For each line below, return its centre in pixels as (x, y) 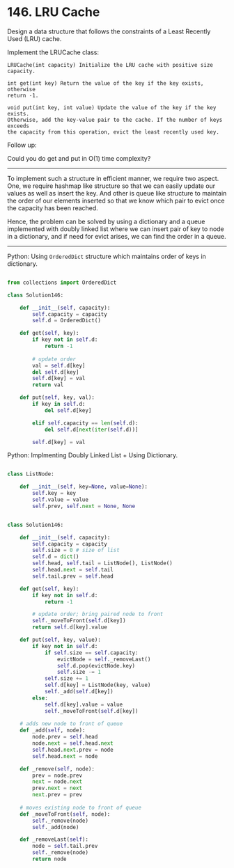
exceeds (18, 126)
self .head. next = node (65, 756)
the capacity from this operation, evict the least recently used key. (113, 132)
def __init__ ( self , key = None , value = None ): (84, 487)
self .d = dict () (56, 557)
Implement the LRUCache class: (53, 52)
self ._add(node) (56, 827)
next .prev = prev (57, 795)
